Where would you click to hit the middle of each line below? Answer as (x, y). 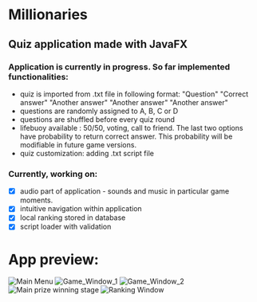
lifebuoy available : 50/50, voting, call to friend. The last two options (131, 127)
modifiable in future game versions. (78, 144)
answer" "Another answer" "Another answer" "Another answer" (124, 102)
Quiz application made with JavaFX (98, 44)
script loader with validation (65, 227)
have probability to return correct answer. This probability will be (126, 136)
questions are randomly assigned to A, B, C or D (99, 111)
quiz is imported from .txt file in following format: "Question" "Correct (134, 94)
